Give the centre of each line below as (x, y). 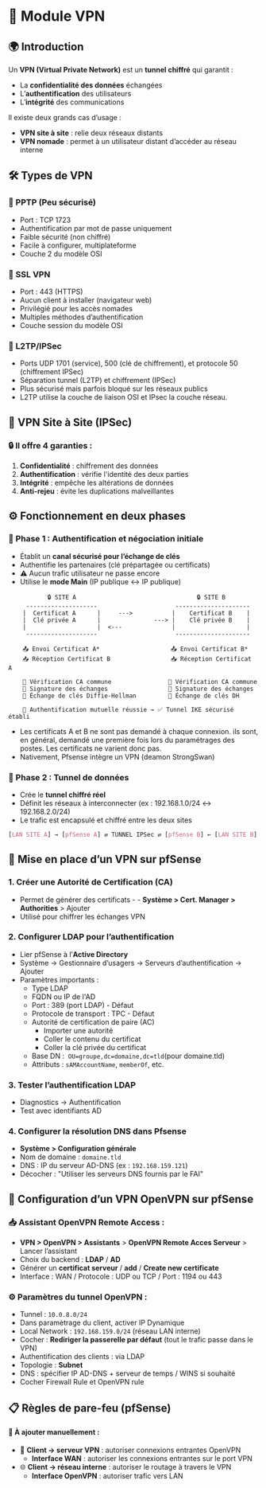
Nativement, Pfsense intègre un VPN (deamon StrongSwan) (117, 756)
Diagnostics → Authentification (70, 1103)
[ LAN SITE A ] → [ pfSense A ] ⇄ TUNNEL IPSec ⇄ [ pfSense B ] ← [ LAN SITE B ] (133, 834)
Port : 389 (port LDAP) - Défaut (83, 1005)
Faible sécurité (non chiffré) (65, 236)
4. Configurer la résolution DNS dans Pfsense (97, 1131)
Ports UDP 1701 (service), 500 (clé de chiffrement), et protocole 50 (129, 363)
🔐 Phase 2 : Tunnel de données (69, 777)
